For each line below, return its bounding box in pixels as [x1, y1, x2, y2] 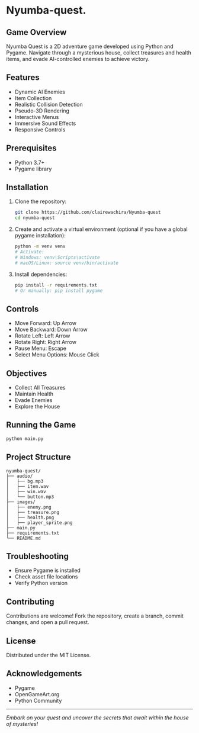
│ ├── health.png [6, 515, 54, 520]
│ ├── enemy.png [6, 504, 52, 510]
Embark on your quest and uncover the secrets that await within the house [6, 714, 190, 721]
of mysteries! [6, 720, 38, 727]
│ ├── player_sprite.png [6, 519, 73, 526]
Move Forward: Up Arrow [14, 320, 77, 327]
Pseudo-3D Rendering [14, 107, 70, 114]
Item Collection [14, 94, 52, 101]
